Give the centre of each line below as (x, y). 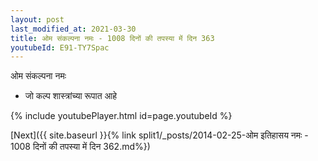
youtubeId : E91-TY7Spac (60, 47)
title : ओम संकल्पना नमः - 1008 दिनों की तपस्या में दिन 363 (112, 38)
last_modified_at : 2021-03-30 (73, 29)
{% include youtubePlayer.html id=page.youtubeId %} (121, 116)
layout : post (37, 19)
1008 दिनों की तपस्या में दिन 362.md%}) (80, 147)
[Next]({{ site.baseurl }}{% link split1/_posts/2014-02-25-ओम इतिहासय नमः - (159, 135)
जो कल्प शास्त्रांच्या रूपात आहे (71, 96)
